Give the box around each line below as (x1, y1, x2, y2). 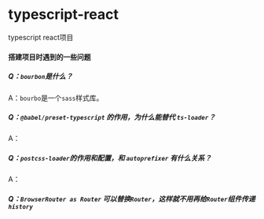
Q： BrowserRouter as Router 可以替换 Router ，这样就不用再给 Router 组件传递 (8, 195, 255, 204)
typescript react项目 (8, 32, 74, 42)
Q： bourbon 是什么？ (8, 72, 73, 81)
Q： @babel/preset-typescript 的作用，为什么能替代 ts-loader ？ (8, 113, 216, 122)
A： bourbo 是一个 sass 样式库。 (8, 93, 104, 102)
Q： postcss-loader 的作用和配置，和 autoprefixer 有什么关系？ (8, 154, 212, 163)
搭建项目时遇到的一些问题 (8, 52, 91, 61)
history (8, 203, 34, 211)
